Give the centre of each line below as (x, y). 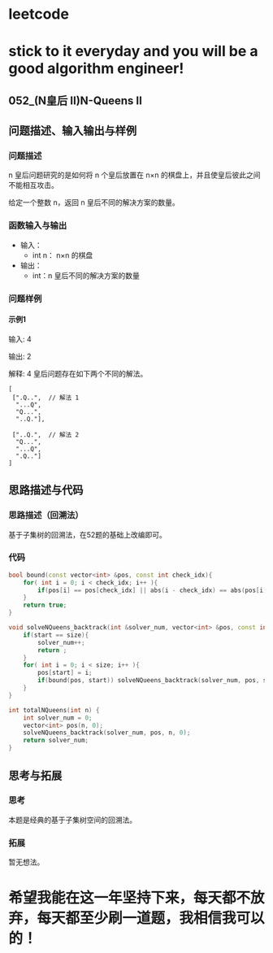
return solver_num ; (56, 741)
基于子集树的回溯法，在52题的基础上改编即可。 (87, 534)
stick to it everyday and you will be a (133, 52)
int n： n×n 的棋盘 (63, 255)
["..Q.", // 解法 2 (45, 435)
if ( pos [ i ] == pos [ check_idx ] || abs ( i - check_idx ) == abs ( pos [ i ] (152, 590)
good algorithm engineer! (96, 69)
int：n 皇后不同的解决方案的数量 (86, 275)
